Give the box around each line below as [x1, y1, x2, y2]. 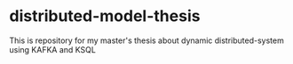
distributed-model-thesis [9, 6, 201, 26]
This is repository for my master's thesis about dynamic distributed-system [9, 35, 284, 46]
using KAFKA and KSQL [9, 44, 96, 54]
